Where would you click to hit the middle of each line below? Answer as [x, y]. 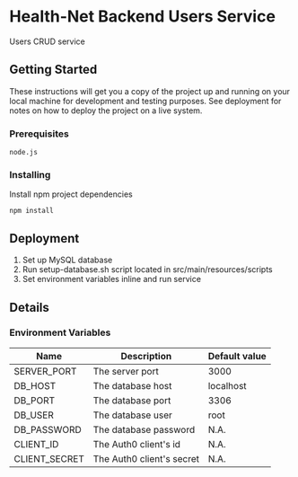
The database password [144, 429]
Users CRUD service [47, 41]
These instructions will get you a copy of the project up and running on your [149, 91]
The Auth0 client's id [137, 444]
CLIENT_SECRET [49, 458]
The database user [132, 415]
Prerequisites [39, 134]
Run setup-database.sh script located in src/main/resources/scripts [147, 269]
